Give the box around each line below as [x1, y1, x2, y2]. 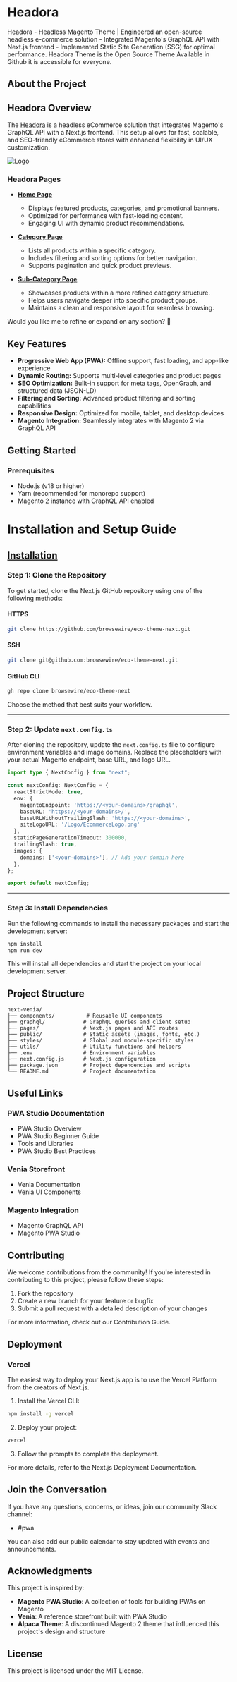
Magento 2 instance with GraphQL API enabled [17, 496, 154, 505]
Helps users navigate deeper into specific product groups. [28, 296, 198, 305]
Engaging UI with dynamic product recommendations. [28, 219, 185, 228]
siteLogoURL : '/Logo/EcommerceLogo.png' [20, 821, 140, 829]
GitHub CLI [7, 671, 40, 681]
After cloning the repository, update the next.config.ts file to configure [7, 741, 215, 749]
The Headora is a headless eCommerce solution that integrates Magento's [7, 121, 224, 129]
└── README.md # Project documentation [7, 1068, 157, 1075]
